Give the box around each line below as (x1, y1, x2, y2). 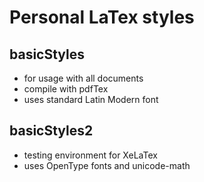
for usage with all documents (23, 72, 144, 84)
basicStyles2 (9, 122, 94, 140)
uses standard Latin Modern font (23, 94, 159, 105)
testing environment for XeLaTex (23, 149, 158, 161)
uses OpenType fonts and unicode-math (23, 159, 191, 171)
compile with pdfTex (23, 83, 109, 95)
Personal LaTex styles (9, 6, 195, 29)
